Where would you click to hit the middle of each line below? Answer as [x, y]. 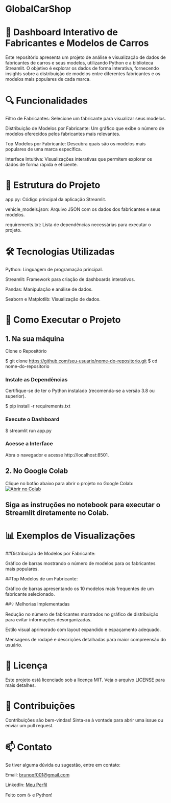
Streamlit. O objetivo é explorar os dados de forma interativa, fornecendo [82, 68]
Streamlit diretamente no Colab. [57, 513]
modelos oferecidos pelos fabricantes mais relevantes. [63, 134]
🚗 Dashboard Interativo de [62, 32]
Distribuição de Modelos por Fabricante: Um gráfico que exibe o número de [85, 128]
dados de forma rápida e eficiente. [42, 165]
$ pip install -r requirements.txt [38, 406]
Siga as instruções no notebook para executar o [83, 505]
